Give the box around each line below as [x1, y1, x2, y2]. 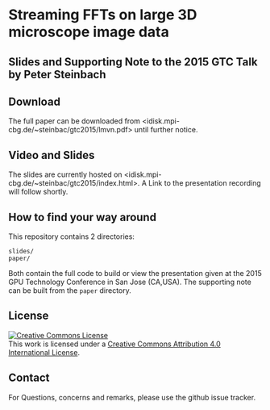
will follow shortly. [8, 187, 69, 197]
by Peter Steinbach [8, 67, 106, 82]
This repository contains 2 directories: [8, 232, 135, 241]
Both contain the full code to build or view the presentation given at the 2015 [8, 269, 262, 278]
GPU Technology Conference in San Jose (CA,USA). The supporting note [8, 277, 251, 287]
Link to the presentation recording [148, 178, 262, 188]
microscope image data [8, 23, 169, 41]
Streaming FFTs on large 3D [8, 6, 197, 24]
